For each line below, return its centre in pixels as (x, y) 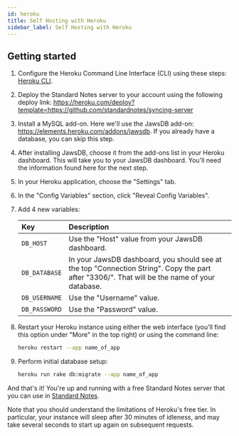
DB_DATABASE (41, 273)
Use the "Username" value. (114, 298)
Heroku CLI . (35, 81)
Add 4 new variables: (49, 209)
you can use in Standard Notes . (53, 395)
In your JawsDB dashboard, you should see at (145, 260)
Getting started (42, 56)
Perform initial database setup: (63, 362)
